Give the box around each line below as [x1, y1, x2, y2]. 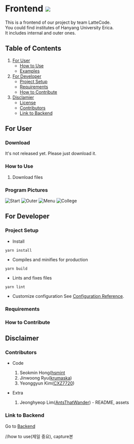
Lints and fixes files [12, 275, 52, 280]
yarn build [5, 266, 28, 271]
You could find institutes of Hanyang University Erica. [5, 24, 114, 30]
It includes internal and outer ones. [5, 30, 76, 36]
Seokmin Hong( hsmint [19, 370, 65, 376]
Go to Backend [5, 423, 36, 429]
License [19, 100, 36, 106]
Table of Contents [5, 44, 62, 53]
